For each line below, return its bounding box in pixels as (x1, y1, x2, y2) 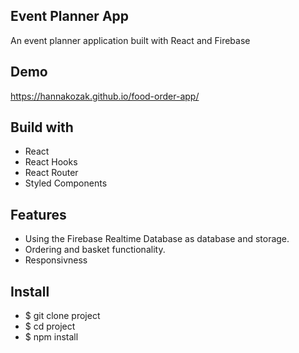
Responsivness (24, 254, 88, 266)
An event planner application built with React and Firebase (10, 34, 251, 46)
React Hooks (24, 156, 78, 168)
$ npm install (24, 331, 79, 343)
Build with (10, 119, 74, 136)
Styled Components (24, 177, 108, 189)
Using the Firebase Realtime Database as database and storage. (24, 233, 290, 245)
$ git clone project (24, 310, 101, 322)
